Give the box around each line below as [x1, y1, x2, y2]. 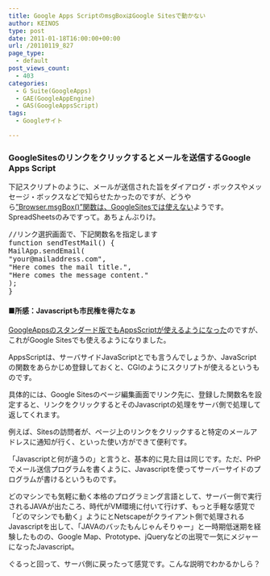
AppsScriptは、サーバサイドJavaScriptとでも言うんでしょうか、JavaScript [8, 353, 257, 362]
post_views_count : [8, 65, 70, 73]
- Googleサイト [15, 117, 63, 125]
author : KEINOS [8, 19, 60, 27]
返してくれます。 [8, 410, 64, 419]
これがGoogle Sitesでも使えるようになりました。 [8, 336, 171, 345]
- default [15, 57, 48, 65]
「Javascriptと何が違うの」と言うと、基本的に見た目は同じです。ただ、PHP [8, 454, 261, 464]
